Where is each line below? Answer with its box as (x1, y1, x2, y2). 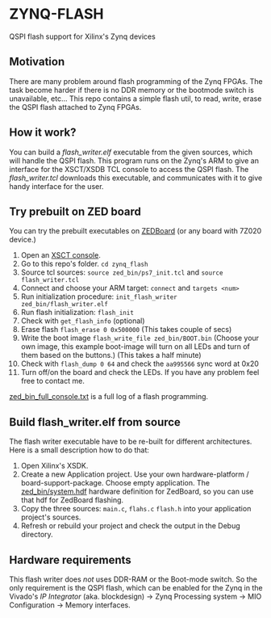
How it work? (9, 126, 77, 140)
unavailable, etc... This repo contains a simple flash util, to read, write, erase (9, 94, 262, 103)
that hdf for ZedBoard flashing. (20, 495, 124, 505)
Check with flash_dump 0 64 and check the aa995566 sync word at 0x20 (20, 359, 259, 368)
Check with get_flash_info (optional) (20, 316, 145, 326)
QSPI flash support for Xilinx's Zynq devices (9, 32, 156, 41)
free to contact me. (20, 376, 85, 386)
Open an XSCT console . (20, 250, 102, 260)
